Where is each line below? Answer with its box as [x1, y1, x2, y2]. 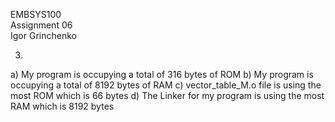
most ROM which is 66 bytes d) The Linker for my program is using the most [10, 90, 325, 101]
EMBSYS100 [10, 9, 62, 20]
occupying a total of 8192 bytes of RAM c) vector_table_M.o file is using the [10, 79, 322, 91]
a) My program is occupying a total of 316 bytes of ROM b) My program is [10, 69, 314, 80]
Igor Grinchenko [10, 30, 77, 41]
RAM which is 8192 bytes [10, 100, 115, 112]
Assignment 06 [10, 19, 73, 31]
